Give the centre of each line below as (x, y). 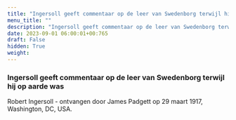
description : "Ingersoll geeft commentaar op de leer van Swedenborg (111, 27)
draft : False (26, 40)
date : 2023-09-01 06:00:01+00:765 (58, 33)
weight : (19, 53)
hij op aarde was (36, 86)
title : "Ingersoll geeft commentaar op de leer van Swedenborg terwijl (114, 14)
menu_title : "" (29, 20)
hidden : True (26, 46)
